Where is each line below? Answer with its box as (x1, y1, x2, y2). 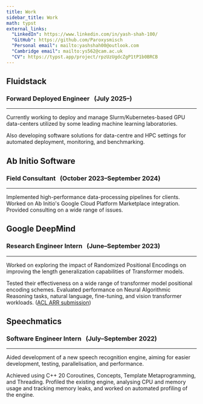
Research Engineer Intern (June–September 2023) (6, 242, 161, 250)
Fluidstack (6, 76, 47, 86)
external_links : (6, 25, 47, 32)
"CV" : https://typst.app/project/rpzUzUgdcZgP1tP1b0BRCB (11, 54, 158, 60)
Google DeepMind (6, 224, 76, 234)
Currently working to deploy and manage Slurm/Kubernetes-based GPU (6, 114, 185, 121)
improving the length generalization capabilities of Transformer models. (6, 267, 184, 275)
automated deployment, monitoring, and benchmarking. (6, 138, 145, 146)
